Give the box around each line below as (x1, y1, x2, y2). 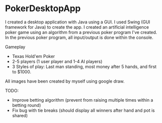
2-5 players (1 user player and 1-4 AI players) (12, 58, 103, 64)
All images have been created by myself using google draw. (5, 78, 125, 84)
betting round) (12, 102, 41, 108)
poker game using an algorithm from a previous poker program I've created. (5, 29, 157, 35)
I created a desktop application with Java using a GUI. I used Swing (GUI (5, 19, 150, 25)
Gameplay (5, 44, 26, 50)
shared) (12, 112, 28, 118)
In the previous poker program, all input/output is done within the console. (5, 35, 154, 40)
